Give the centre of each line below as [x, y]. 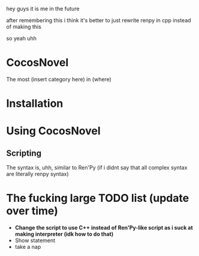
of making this [24, 27]
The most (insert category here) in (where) [59, 79]
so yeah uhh [22, 38]
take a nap [28, 247]
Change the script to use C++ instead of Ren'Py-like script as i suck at [104, 228]
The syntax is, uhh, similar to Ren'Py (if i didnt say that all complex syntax [97, 168]
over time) [32, 211]
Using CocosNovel [53, 131]
